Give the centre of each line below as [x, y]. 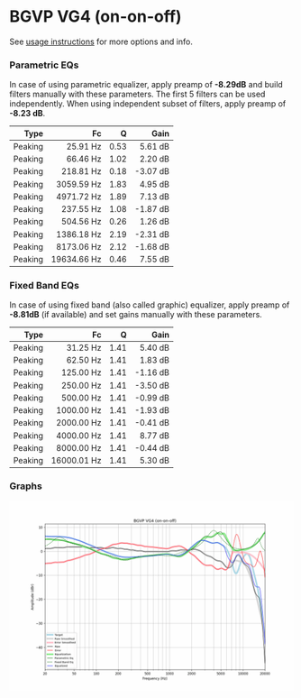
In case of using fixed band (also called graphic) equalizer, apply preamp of [150, 305]
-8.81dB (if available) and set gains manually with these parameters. [136, 315]
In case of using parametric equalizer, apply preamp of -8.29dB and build [146, 85]
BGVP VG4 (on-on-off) [96, 17]
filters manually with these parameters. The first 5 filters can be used [137, 94]
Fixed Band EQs [44, 285]
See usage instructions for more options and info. [101, 41]
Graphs [26, 486]
